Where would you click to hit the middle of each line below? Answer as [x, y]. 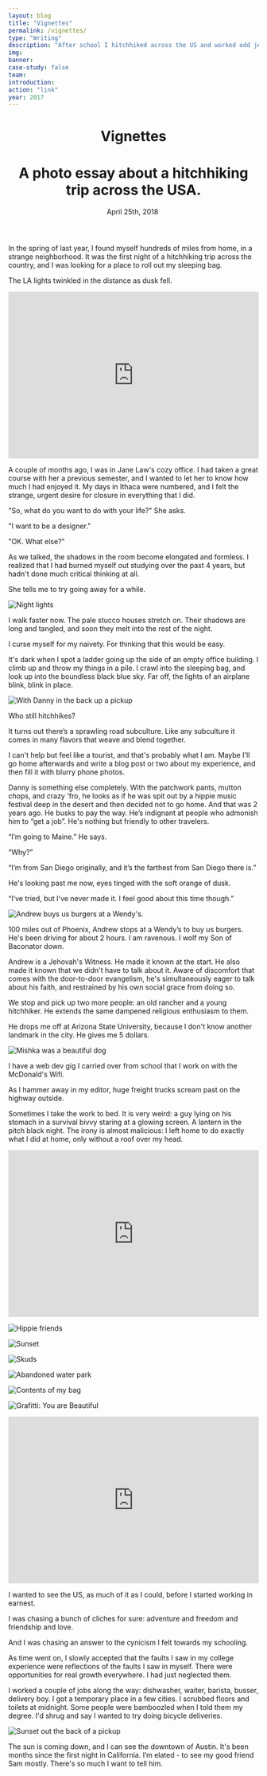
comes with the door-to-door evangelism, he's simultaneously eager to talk [132, 979]
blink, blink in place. [41, 685]
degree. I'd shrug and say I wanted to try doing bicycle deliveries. [115, 1716]
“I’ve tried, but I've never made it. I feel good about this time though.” [121, 899]
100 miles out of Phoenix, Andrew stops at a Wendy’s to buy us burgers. [126, 930]
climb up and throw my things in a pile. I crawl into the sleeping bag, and [127, 668]
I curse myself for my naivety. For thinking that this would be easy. [117, 644]
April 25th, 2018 [133, 212]
